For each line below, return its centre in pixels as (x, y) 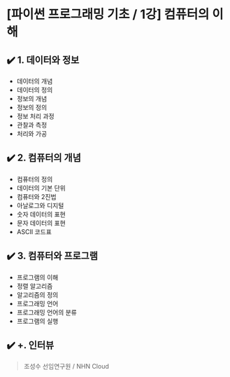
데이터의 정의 (35, 90)
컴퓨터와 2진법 (36, 196)
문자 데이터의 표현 (41, 223)
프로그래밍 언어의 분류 (47, 312)
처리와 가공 (32, 133)
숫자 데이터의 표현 (41, 214)
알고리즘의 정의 (37, 294)
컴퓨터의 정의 (35, 179)
